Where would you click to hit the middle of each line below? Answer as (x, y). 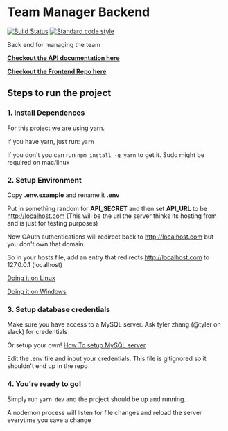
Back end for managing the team (54, 44)
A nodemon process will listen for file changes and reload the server (105, 412)
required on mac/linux (38, 162)
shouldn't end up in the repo (47, 366)
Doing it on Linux (31, 278)
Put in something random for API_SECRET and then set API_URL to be (107, 208)
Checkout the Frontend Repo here (57, 71)
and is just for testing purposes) (53, 223)
